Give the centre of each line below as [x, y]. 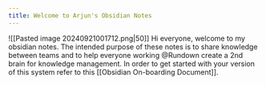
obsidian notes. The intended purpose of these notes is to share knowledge [133, 46]
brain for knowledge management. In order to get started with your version [131, 64]
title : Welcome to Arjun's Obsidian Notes [80, 15]
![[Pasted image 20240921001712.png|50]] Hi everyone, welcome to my [127, 38]
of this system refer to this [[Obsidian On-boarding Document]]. [113, 71]
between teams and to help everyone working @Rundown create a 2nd [126, 55]
